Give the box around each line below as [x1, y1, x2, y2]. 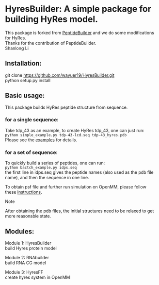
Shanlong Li [5, 45, 29, 51]
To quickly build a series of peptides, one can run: [5, 160, 105, 166]
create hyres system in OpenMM [5, 274, 70, 280]
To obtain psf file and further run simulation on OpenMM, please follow [5, 184, 146, 190]
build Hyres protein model [5, 245, 57, 251]
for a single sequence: [5, 117, 59, 123]
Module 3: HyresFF [5, 269, 44, 275]
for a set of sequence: [5, 149, 58, 156]
